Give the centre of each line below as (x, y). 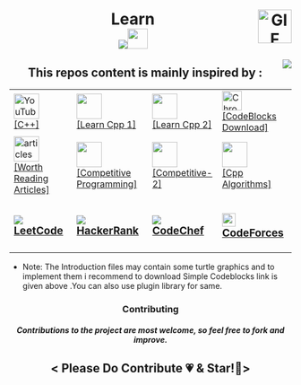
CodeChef (178, 231)
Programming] (107, 184)
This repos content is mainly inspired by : (145, 72)
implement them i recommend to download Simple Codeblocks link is (150, 276)
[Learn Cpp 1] (107, 124)
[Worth (28, 167)
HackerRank (107, 231)
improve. (150, 340)
